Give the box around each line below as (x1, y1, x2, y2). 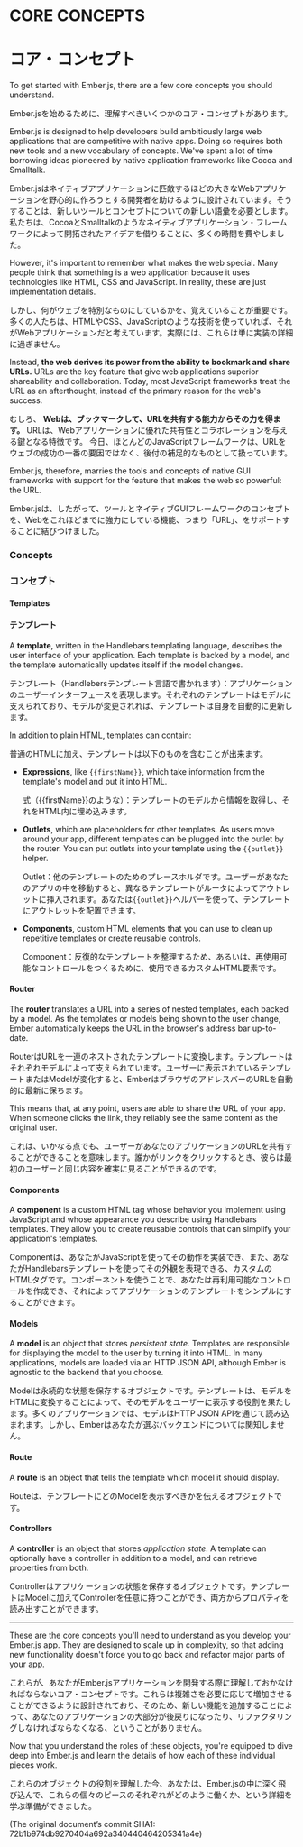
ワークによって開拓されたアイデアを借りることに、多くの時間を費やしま (9, 228, 277, 239)
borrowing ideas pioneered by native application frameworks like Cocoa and (9, 155, 293, 166)
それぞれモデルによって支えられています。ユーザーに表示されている (9, 1061, 261, 1073)
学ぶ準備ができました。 (9, 1800, 96, 1811)
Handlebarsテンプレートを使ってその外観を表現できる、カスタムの (24, 1263, 273, 1274)
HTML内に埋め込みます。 (38, 805, 133, 816)
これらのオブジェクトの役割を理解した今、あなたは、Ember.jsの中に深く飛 (9, 1778, 287, 1788)
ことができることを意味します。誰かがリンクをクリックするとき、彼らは (16, 1152, 285, 1162)
